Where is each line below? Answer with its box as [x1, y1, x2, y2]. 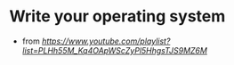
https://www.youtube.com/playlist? [41, 36, 171, 46]
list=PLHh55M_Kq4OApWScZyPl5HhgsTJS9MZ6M [21, 45, 207, 55]
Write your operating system [9, 6, 226, 27]
